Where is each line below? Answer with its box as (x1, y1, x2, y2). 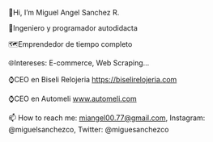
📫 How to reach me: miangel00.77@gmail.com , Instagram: (8, 113, 206, 123)
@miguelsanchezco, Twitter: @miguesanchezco (8, 125, 169, 134)
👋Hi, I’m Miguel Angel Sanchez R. (8, 8, 120, 17)
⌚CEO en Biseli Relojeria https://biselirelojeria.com (8, 75, 177, 84)
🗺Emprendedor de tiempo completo (8, 40, 133, 48)
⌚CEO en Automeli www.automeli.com (8, 94, 138, 103)
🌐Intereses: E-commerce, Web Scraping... (8, 58, 150, 68)
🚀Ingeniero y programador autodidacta (8, 23, 138, 32)
